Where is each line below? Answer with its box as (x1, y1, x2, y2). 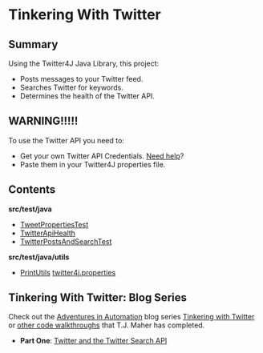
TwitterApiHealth (19, 228, 76, 238)
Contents (8, 183, 56, 197)
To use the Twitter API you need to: (8, 135, 124, 145)
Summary (8, 38, 59, 51)
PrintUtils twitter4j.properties (19, 267, 116, 277)
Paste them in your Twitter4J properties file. (19, 159, 166, 169)
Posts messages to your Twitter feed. (19, 74, 144, 83)
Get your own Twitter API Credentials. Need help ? (19, 150, 184, 161)
